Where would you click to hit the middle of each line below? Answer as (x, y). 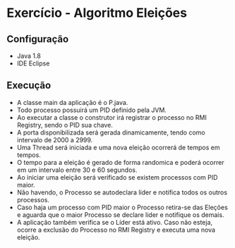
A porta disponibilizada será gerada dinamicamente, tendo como (111, 132)
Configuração (38, 39)
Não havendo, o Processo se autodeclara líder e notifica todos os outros (122, 192)
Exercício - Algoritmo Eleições (97, 13)
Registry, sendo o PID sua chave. (65, 125)
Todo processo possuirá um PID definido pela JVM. (92, 110)
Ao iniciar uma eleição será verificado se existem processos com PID (117, 177)
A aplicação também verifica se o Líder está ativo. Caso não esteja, (115, 222)
